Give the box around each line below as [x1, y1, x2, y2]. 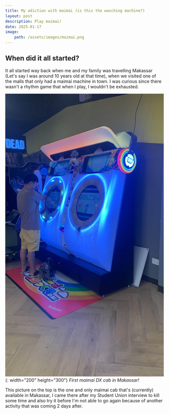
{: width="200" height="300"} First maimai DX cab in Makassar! [5, 377, 139, 383]
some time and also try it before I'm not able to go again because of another [5, 397, 163, 403]
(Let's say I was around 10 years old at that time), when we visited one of [5, 73, 156, 79]
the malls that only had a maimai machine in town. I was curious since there [5, 78, 162, 84]
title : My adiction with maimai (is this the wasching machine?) [5, 8, 145, 13]
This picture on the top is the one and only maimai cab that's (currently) [5, 387, 154, 393]
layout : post [5, 13, 33, 19]
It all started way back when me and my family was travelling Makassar [5, 67, 153, 73]
